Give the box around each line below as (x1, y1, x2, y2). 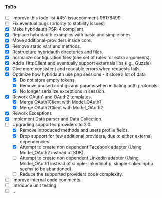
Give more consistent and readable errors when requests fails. (12, 65, 141, 72)
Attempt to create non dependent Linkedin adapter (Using (19, 155, 139, 161)
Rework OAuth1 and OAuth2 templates (12, 94, 91, 99)
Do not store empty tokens (19, 77, 75, 83)
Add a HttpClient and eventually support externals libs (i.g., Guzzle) (12, 60, 151, 66)
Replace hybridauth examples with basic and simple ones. (12, 32, 132, 38)
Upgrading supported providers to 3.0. (12, 122, 92, 128)
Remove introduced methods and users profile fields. (19, 127, 129, 133)
